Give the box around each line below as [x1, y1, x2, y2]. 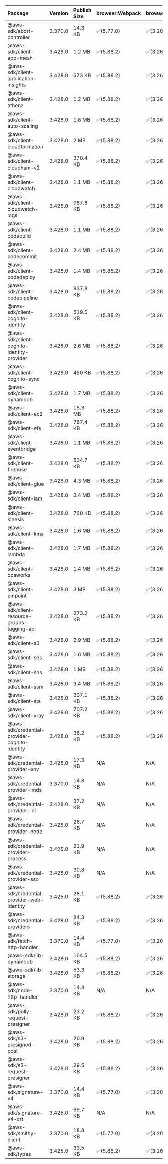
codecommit [7, 253, 37, 260]
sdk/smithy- [7, 1130, 37, 1137]
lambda [7, 551, 25, 558]
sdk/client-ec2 [7, 411, 43, 417]
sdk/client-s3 [7, 640, 40, 646]
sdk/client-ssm [7, 683, 44, 690]
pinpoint [7, 592, 27, 599]
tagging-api [7, 625, 36, 632]
